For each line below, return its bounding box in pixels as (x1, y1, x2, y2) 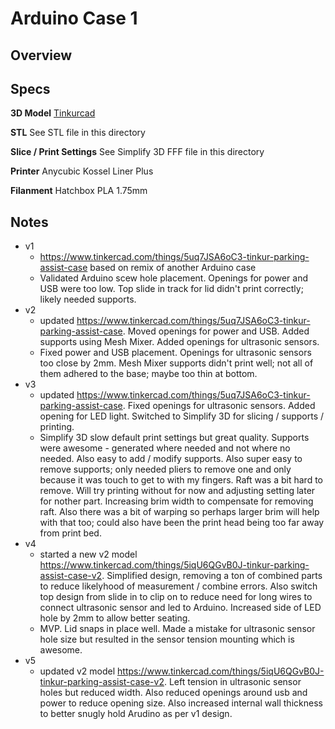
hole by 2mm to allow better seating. (39, 612, 191, 624)
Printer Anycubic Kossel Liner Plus (10, 165, 154, 177)
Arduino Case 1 (10, 7, 138, 30)
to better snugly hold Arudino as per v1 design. (39, 708, 233, 720)
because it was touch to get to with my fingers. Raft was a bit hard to (39, 474, 323, 486)
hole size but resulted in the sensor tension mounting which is (39, 633, 295, 646)
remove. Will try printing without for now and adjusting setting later (39, 485, 316, 497)
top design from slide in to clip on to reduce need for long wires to (39, 591, 313, 603)
